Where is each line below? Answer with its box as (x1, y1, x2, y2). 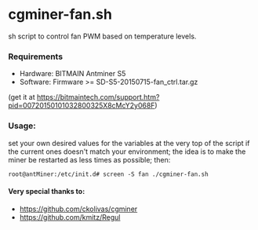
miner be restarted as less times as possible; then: (8, 155, 171, 164)
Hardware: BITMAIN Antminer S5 (19, 69, 126, 78)
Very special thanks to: (8, 187, 85, 196)
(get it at (8, 93, 35, 102)
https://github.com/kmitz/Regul (19, 212, 121, 221)
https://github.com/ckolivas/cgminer (19, 204, 138, 214)
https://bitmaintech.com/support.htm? (36, 93, 160, 102)
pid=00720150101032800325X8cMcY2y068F (8, 100, 155, 111)
